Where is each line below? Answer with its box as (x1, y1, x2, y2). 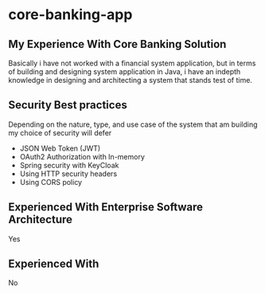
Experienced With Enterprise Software (8, 201, 204, 214)
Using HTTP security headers (19, 169, 118, 178)
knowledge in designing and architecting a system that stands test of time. (8, 76, 253, 84)
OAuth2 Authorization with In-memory (19, 151, 146, 161)
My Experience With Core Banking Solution (8, 37, 227, 51)
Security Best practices (8, 98, 127, 112)
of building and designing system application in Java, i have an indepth (8, 67, 241, 76)
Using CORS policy (19, 177, 82, 186)
